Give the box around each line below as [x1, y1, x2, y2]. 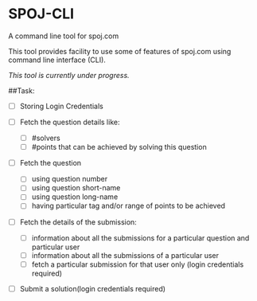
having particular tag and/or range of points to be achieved [31, 201, 225, 211]
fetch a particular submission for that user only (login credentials [31, 260, 244, 269]
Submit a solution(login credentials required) [19, 283, 165, 293]
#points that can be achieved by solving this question [31, 143, 207, 152]
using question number [31, 174, 108, 184]
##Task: [8, 85, 35, 96]
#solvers [31, 133, 61, 143]
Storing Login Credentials [19, 101, 103, 111]
